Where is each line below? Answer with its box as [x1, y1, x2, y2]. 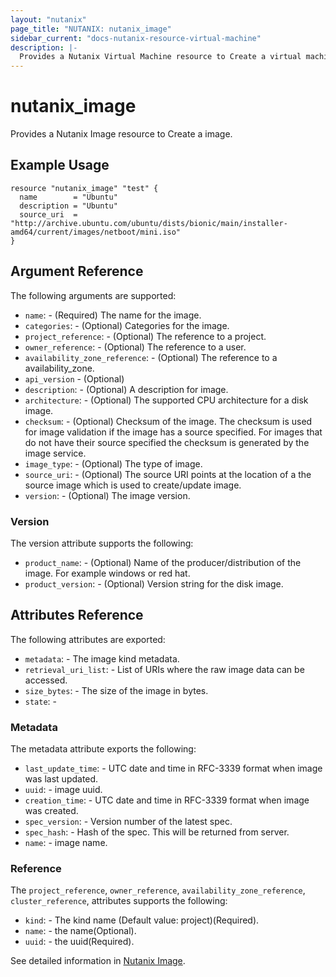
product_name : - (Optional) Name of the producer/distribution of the [24, 556, 302, 568]
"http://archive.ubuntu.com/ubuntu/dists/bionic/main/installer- [10, 218, 288, 228]
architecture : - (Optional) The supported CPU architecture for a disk [24, 394, 309, 406]
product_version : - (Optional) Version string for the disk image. [24, 577, 284, 590]
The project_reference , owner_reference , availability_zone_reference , [10, 884, 306, 896]
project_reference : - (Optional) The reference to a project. [24, 330, 267, 342]
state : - [24, 695, 58, 707]
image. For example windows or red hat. [24, 567, 191, 579]
